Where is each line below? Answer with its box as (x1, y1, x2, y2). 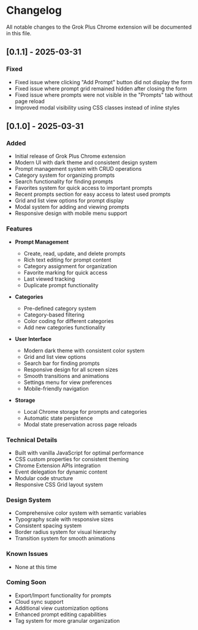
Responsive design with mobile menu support (14, 210, 128, 217)
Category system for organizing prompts (14, 171, 115, 179)
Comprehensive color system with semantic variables (14, 509, 147, 517)
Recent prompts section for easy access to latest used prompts (14, 190, 171, 198)
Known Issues (6, 550, 48, 558)
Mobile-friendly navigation (23, 385, 89, 392)
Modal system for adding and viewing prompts (14, 204, 129, 211)
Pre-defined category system (23, 305, 97, 312)
